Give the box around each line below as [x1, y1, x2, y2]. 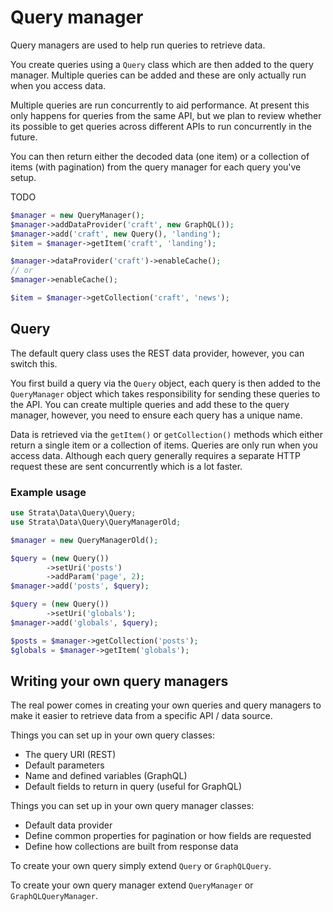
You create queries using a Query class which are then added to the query [10, 58, 314, 70]
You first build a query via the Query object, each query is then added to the [10, 377, 321, 389]
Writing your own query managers [10, 672, 229, 690]
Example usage [10, 485, 87, 499]
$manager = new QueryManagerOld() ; [10, 535, 159, 545]
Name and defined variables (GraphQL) [24, 770, 188, 782]
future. [10, 131, 38, 143]
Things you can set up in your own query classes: [10, 729, 215, 741]
